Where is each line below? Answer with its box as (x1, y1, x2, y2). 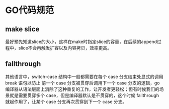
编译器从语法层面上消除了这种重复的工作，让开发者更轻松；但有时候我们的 (5, 86, 159, 92)
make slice (5, 24, 40, 33)
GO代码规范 (5, 4, 54, 16)
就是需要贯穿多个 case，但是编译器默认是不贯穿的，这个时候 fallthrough (9, 92, 159, 98)
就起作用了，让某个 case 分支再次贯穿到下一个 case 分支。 (5, 98, 127, 104)
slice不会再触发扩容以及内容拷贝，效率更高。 (18, 45, 112, 50)
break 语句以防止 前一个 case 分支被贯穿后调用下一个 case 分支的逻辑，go (5, 79, 160, 85)
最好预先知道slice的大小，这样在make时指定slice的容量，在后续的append (5, 38, 157, 44)
